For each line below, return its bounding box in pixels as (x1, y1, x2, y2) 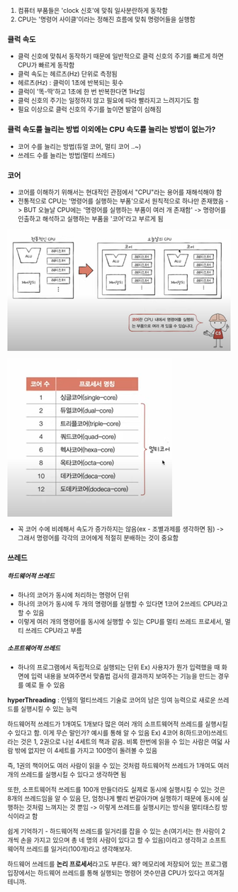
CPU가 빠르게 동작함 (17, 61, 75, 69)
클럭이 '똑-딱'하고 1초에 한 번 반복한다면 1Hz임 (17, 87, 145, 96)
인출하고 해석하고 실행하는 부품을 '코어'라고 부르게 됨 (17, 214, 164, 223)
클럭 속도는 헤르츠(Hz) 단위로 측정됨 (17, 69, 118, 78)
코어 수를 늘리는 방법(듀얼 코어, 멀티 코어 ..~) (17, 142, 142, 150)
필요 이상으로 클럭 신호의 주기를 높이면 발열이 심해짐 (17, 105, 161, 113)
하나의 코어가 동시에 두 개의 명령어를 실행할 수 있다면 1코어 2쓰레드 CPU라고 (17, 600, 228, 608)
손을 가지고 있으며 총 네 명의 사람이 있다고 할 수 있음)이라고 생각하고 (20, 836, 208, 844)
